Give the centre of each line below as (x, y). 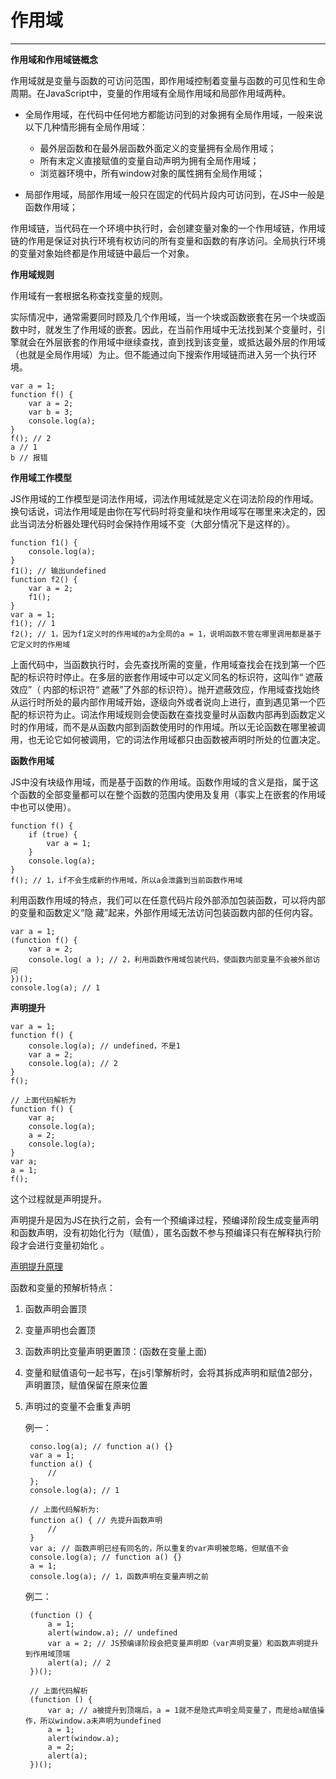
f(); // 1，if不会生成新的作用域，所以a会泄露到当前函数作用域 (126, 880)
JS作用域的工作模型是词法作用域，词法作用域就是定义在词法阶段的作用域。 (164, 498)
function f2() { (44, 579)
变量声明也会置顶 (60, 1330)
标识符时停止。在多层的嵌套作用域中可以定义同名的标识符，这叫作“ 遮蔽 (175, 677)
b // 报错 (29, 457)
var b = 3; (51, 412)
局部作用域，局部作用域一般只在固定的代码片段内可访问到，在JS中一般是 (174, 194)
